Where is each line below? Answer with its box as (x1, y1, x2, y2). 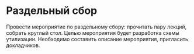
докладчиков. (6, 42, 40, 49)
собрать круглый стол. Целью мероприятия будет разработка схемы (6, 29, 179, 36)
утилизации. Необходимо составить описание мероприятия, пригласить (6, 35, 189, 42)
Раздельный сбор (6, 4, 98, 17)
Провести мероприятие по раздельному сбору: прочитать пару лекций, (6, 23, 187, 30)
